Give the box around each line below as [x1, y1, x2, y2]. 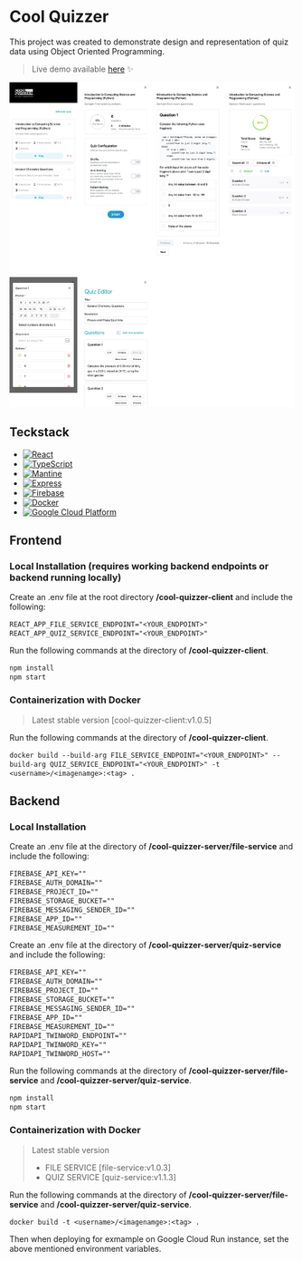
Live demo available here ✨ [31, 63, 134, 74]
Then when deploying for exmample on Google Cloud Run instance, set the [9, 1233, 289, 1244]
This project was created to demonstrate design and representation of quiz [9, 36, 289, 47]
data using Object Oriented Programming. [9, 45, 165, 56]
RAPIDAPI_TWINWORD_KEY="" [9, 1041, 107, 1050]
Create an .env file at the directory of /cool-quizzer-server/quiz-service [9, 940, 282, 951]
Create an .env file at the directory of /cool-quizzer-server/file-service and [9, 841, 294, 852]
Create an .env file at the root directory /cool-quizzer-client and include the [9, 592, 294, 603]
